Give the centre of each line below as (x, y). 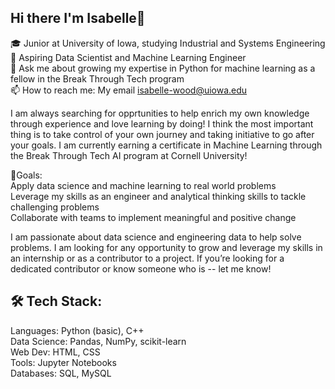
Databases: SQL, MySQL (61, 373)
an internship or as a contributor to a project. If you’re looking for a (147, 258)
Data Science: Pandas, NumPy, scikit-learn (98, 341)
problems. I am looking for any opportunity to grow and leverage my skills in (166, 247)
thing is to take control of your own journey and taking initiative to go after (162, 134)
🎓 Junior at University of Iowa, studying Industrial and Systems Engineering (168, 43)
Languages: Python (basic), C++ (77, 330)
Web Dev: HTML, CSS (55, 352)
